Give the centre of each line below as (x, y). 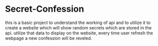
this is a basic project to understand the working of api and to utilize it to (78, 23)
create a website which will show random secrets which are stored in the (78, 27)
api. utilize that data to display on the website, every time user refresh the (79, 33)
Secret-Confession (45, 9)
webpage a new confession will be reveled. (49, 38)
